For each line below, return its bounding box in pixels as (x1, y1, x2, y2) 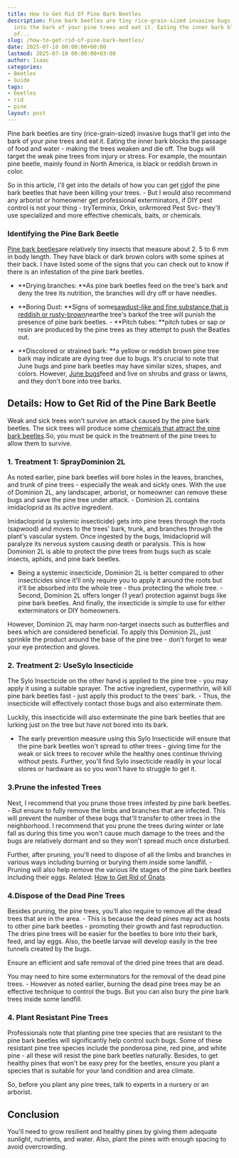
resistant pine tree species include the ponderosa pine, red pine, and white (7, 1043, 227, 1053)
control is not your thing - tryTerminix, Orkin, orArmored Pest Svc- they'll (7, 203, 221, 212)
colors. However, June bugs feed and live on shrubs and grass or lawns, (17, 369, 228, 378)
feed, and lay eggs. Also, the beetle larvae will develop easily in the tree (7, 937, 218, 946)
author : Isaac (7, 57, 50, 64)
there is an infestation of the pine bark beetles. (7, 267, 144, 276)
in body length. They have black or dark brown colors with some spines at (7, 253, 225, 261)
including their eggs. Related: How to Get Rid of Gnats (7, 873, 166, 881)
